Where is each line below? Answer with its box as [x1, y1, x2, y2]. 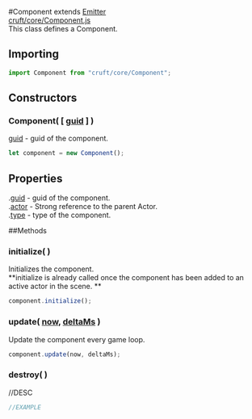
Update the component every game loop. [8, 334, 145, 344]
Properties [8, 171, 63, 185]
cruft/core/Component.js [8, 15, 91, 25]
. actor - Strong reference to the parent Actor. [8, 202, 158, 212]
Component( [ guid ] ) [8, 115, 94, 126]
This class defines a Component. [8, 24, 119, 33]
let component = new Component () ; [8, 149, 125, 157]
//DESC [8, 388, 33, 397]
